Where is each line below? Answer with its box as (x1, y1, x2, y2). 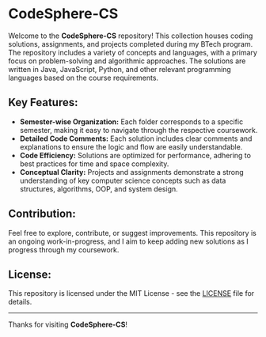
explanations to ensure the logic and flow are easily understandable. (19, 142, 243, 151)
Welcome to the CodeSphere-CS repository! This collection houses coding (8, 31, 253, 40)
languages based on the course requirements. (8, 73, 159, 82)
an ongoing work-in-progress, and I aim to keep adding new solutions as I (8, 237, 249, 246)
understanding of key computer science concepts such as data (19, 176, 226, 185)
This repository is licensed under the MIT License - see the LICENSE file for (8, 289, 255, 298)
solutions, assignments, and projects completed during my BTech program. (8, 39, 253, 48)
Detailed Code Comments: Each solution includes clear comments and (19, 134, 253, 143)
